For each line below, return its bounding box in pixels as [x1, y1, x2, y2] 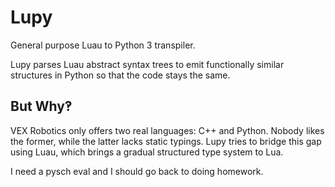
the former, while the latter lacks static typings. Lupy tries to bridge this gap [10, 135, 322, 147]
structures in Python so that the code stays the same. [10, 69, 231, 81]
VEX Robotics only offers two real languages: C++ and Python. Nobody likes [10, 124, 325, 136]
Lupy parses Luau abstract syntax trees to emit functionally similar [10, 58, 285, 70]
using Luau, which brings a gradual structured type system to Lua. [10, 146, 284, 158]
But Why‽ [10, 98, 73, 115]
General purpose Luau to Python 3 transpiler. [10, 39, 196, 51]
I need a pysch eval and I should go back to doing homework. [10, 165, 264, 177]
